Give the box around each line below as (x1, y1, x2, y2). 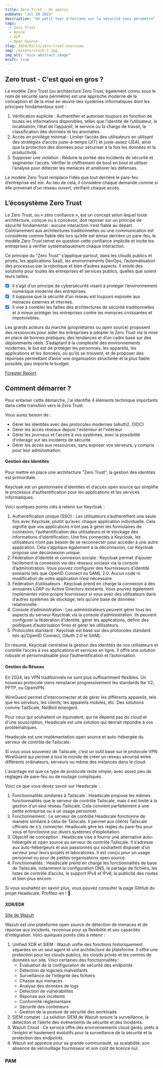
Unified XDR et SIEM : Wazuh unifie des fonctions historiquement (12, 942, 143, 947)
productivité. (12, 149, 38, 155)
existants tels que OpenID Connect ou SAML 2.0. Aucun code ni (12, 570, 140, 576)
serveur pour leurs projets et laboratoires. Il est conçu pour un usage (12, 850, 150, 856)
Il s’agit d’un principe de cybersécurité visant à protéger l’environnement (12, 283, 157, 289)
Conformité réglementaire (19, 999, 72, 1005)
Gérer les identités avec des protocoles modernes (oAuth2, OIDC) (12, 421, 145, 427)
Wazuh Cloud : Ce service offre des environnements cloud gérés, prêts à (12, 1025, 159, 1030)
